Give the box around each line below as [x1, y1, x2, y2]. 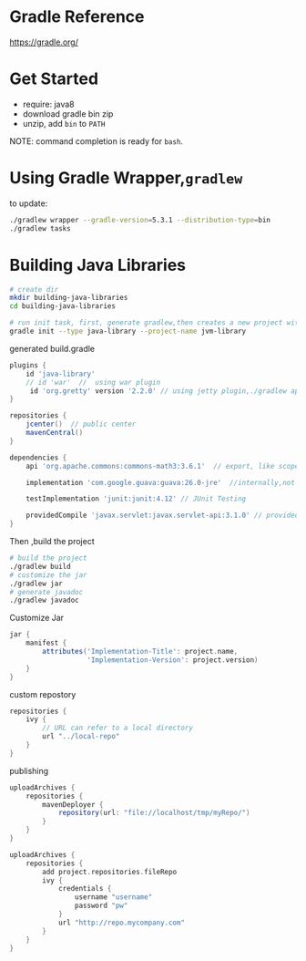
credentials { [57, 884, 112, 894]
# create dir [9, 284, 59, 294]
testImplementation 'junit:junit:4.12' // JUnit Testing [25, 494, 247, 503]
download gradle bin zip [22, 108, 114, 119]
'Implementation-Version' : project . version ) [87, 655, 259, 665]
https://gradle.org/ [9, 36, 79, 47]
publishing [9, 765, 49, 776]
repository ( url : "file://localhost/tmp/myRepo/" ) [57, 809, 250, 818]
